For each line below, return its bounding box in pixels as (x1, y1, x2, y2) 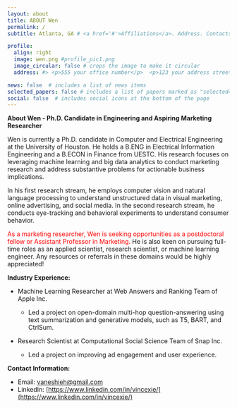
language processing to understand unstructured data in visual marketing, (7, 194, 223, 202)
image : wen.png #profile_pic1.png (13, 56, 115, 63)
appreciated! (7, 260, 44, 268)
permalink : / (7, 23, 46, 30)
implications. (7, 173, 44, 181)
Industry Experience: (7, 273, 71, 282)
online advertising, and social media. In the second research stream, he (7, 202, 215, 210)
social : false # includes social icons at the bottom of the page (7, 94, 210, 102)
